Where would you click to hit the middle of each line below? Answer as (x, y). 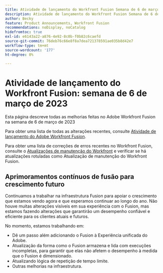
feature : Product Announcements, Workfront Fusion (57, 23)
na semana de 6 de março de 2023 (40, 122)
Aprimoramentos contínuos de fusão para (70, 177)
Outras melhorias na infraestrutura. (47, 266)
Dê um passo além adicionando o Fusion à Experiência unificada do (80, 235)
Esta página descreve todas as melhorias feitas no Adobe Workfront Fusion (80, 117)
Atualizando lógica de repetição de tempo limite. (60, 261)
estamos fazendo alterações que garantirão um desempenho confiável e (78, 211)
